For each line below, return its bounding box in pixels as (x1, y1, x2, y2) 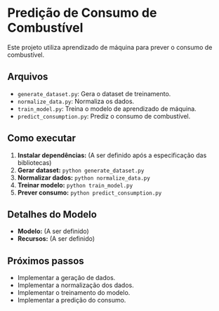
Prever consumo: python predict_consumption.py (17, 188, 162, 197)
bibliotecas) (17, 158, 52, 166)
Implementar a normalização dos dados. (17, 281, 135, 289)
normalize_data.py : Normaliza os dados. (17, 97, 135, 105)
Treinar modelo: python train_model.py (17, 180, 133, 189)
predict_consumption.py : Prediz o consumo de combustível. (17, 112, 191, 120)
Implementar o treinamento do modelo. (17, 289, 131, 297)
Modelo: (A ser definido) (17, 227, 89, 236)
